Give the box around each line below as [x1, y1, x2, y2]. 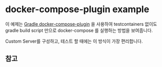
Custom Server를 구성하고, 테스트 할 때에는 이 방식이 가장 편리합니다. [5, 38, 143, 44]
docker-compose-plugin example [5, 4, 149, 15]
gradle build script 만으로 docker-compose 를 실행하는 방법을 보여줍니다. [5, 27, 153, 33]
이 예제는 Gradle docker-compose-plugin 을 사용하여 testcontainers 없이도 [5, 21, 157, 27]
